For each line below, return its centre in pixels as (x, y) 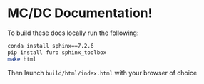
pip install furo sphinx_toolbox (57, 52)
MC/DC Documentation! (80, 13)
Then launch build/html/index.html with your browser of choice (102, 73)
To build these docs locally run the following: (73, 33)
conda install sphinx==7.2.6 (51, 46)
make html (22, 59)
